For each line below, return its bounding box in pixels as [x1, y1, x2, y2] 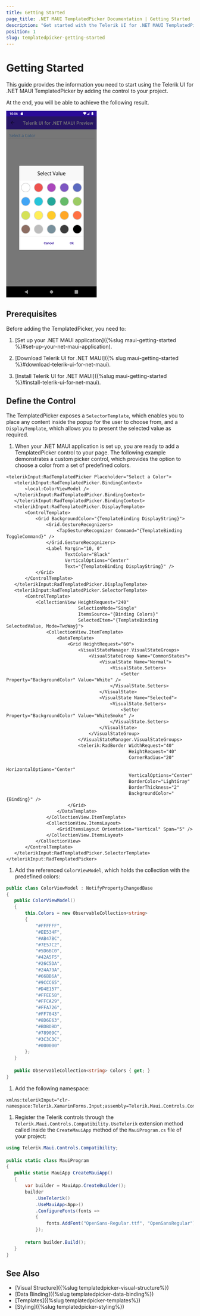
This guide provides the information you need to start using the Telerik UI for [6, 81, 194, 88]
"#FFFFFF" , [35, 923, 62, 928]
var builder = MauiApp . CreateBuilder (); [24, 1183, 127, 1189]
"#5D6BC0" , [35, 948, 62, 954]
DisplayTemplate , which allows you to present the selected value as [6, 425, 171, 432]
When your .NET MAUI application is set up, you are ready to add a [14, 442, 180, 450]
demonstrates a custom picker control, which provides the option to [14, 455, 182, 462]
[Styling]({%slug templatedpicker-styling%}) [14, 1303, 124, 1311]
